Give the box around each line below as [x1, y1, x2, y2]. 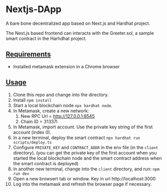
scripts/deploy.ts [13, 140, 52, 145]
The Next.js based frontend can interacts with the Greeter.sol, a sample [6, 30, 154, 36]
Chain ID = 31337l [20, 118, 58, 124]
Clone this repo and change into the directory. [13, 91, 109, 98]
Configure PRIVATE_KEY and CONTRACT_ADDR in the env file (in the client [13, 144, 158, 150]
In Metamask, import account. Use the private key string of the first [13, 124, 153, 130]
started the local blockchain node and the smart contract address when [13, 155, 162, 161]
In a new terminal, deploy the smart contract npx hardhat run [13, 134, 140, 140]
